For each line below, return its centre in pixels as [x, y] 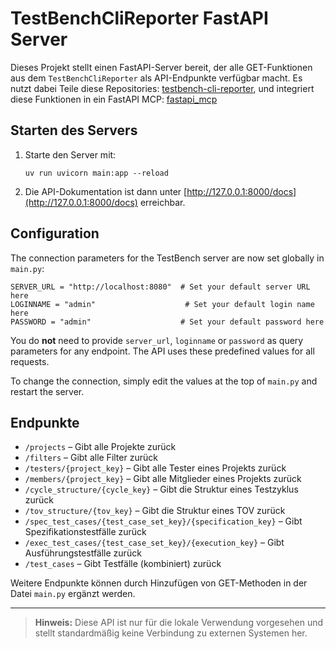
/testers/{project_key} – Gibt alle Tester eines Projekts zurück [155, 468]
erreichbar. [162, 202]
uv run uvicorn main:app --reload [96, 173]
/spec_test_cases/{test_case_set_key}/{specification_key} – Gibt [163, 521]
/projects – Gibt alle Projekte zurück [100, 447]
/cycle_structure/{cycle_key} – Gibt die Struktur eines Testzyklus [161, 489]
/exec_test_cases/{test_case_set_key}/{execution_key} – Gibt [154, 543]
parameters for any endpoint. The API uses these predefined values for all [162, 351]
